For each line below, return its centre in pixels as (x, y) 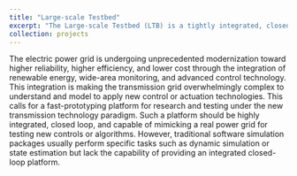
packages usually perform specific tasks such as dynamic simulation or (139, 143)
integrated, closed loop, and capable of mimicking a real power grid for (138, 125)
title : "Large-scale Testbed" (65, 17)
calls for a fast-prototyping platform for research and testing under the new (146, 106)
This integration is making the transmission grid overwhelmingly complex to (147, 87)
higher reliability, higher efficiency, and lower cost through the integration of (148, 68)
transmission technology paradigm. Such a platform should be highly (134, 115)
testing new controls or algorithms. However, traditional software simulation (147, 134)
